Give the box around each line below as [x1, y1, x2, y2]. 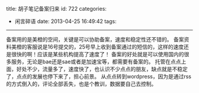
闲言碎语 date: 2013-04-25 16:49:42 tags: [14, 18, 117, 25]
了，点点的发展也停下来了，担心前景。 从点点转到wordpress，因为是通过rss [6, 73, 191, 80]
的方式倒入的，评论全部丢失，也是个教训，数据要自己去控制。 [6, 81, 157, 87]
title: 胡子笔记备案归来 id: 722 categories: [6, 5, 107, 12]
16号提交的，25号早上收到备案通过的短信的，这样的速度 [47, 43, 184, 50]
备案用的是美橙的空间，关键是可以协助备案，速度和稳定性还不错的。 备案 [6, 36, 184, 43]
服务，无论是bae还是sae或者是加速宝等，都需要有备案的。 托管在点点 [11, 58, 182, 65]
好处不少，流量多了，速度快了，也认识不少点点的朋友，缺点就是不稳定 [16, 66, 188, 72]
